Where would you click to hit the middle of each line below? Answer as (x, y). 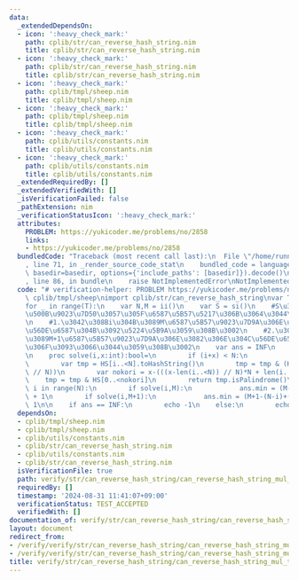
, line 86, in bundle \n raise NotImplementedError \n (131, 281)
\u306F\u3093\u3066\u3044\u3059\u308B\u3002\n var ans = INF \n (150, 347)
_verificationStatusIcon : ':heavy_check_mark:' (107, 215)
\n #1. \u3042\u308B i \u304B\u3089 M (95, 323)
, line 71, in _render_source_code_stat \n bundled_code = (140, 265)
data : (19, 17)
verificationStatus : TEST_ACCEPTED (83, 504)
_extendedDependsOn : (55, 26)
